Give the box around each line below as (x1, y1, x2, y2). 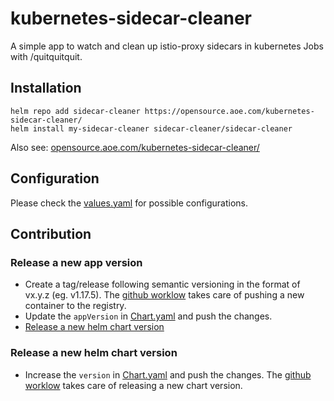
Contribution (10, 225, 92, 242)
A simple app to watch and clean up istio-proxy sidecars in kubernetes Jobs (10, 40, 324, 52)
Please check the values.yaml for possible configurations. (10, 197, 249, 209)
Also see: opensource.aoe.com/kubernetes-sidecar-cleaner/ (10, 141, 260, 153)
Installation (10, 80, 82, 97)
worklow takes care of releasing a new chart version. (24, 379, 243, 391)
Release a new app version (10, 255, 143, 269)
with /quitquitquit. (10, 50, 83, 62)
